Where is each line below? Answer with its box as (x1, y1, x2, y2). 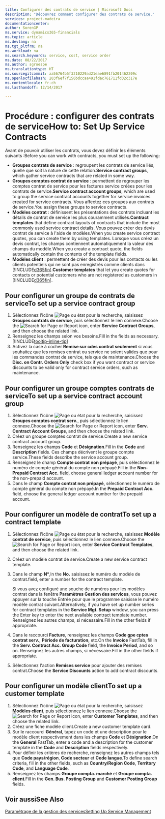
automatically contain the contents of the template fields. (12, 251, 128, 257)
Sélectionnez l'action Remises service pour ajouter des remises (12, 662, 142, 668)
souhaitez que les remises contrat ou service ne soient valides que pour (12, 349, 158, 355)
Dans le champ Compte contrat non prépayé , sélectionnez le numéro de (12, 481, 160, 486)
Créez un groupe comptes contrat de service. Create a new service (12, 433, 147, 439)
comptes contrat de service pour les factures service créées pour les (12, 183, 153, 189)
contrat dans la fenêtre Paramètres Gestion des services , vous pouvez (12, 591, 157, 597)
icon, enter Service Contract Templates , (71, 542, 154, 547)
